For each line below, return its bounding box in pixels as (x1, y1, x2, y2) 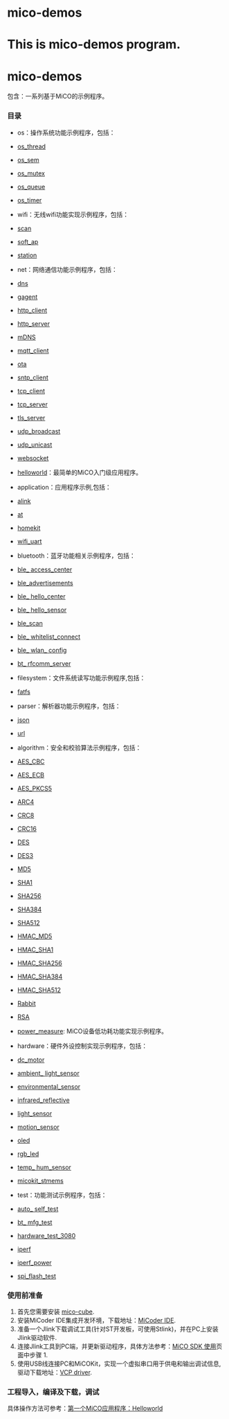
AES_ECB (17, 771, 45, 779)
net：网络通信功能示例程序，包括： (17, 265, 118, 273)
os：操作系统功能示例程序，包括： (17, 128, 116, 137)
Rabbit (17, 999, 36, 1007)
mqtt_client (17, 346, 49, 354)
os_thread (17, 142, 46, 150)
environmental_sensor (17, 1082, 81, 1090)
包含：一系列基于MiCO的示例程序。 (7, 92, 109, 101)
